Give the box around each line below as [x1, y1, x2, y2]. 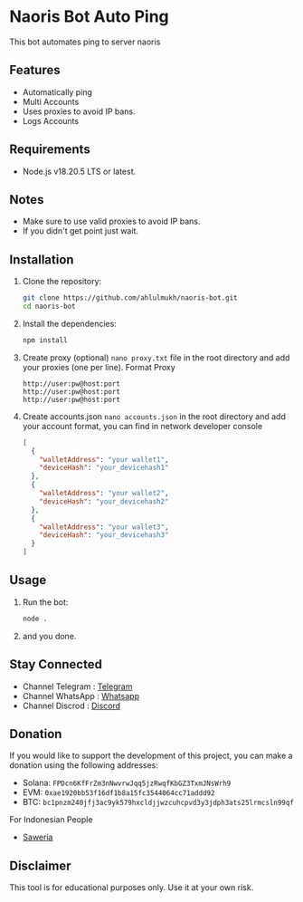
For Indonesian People [9, 814, 93, 825]
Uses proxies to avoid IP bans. [22, 106, 136, 117]
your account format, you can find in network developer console [22, 420, 263, 431]
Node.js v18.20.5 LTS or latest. [22, 166, 137, 177]
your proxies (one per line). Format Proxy [22, 361, 176, 372]
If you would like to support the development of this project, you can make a [9, 750, 293, 762]
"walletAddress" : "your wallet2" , [39, 489, 169, 498]
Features [9, 62, 61, 78]
